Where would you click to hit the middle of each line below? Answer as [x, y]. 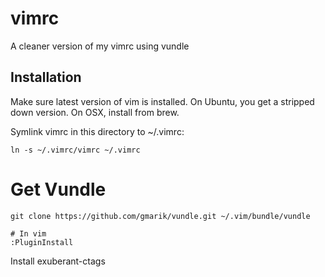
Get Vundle [58, 189]
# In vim [28, 233]
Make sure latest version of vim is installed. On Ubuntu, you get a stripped [162, 101]
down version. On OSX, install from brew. [95, 112]
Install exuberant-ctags [58, 261]
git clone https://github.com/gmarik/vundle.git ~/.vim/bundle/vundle [160, 216]
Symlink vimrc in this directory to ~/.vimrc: [97, 131]
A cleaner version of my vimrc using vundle [100, 46]
